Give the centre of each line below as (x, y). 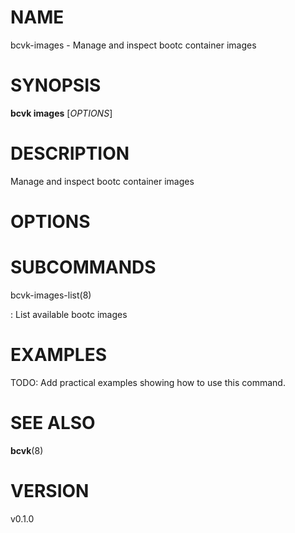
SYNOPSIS (56, 85)
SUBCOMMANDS (83, 267)
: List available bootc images (69, 314)
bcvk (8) (27, 450)
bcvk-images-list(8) (51, 295)
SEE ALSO (53, 423)
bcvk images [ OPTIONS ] (61, 113)
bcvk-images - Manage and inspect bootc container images (133, 45)
